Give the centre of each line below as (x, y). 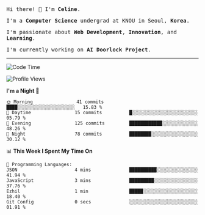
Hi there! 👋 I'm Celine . (43, 9)
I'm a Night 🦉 (23, 91)
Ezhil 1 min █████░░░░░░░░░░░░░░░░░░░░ (102, 191)
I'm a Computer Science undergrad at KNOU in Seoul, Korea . (98, 20)
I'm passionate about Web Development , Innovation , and (92, 32)
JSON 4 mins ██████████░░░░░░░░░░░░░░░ (102, 170)
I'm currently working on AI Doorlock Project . (79, 50)
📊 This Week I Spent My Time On (49, 151)
